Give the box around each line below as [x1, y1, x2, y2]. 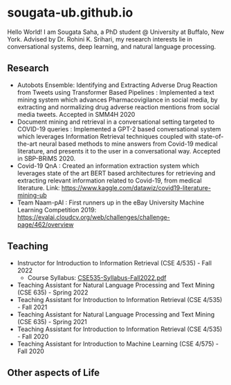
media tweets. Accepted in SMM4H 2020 [17, 110, 136, 118]
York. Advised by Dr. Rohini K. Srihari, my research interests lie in [7, 35, 192, 43]
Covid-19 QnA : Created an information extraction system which [17, 161, 199, 170]
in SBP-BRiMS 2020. [17, 154, 76, 162]
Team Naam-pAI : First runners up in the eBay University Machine [17, 198, 205, 207]
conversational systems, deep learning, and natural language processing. [7, 42, 216, 50]
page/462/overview [17, 220, 74, 229]
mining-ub [17, 191, 47, 199]
